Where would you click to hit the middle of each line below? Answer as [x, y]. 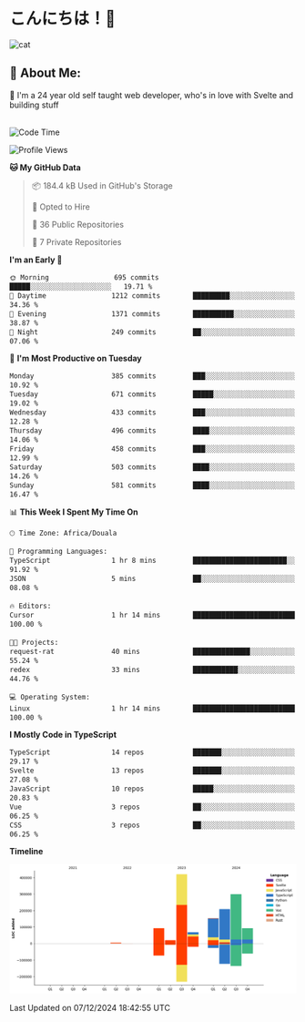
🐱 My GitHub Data [46, 167]
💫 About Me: [46, 73]
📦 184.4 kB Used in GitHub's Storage [102, 185]
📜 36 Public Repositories [78, 224]
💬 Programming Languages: [58, 551]
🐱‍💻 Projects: [34, 642]
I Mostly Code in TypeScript [63, 734]
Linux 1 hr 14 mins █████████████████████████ [152, 708]
